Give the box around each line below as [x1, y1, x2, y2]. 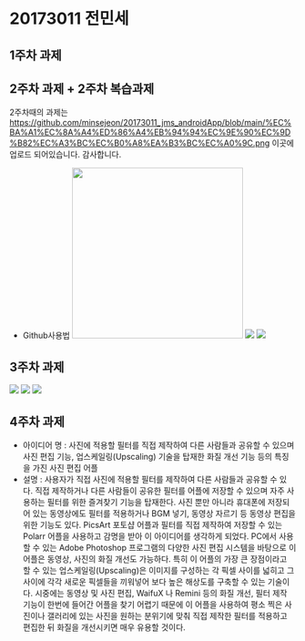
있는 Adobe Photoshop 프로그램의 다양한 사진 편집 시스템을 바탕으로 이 [42, 543, 297, 554]
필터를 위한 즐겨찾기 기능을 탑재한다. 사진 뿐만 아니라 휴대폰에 [46, 497, 266, 508]
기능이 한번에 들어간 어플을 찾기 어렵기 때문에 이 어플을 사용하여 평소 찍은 [22, 599, 283, 610]
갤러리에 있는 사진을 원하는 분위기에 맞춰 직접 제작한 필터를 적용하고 [46, 611, 289, 622]
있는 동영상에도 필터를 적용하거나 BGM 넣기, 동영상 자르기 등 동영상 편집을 [32, 508, 296, 519]
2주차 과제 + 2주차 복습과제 [9, 81, 155, 97]
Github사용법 [22, 330, 70, 341]
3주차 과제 [9, 359, 65, 374]
